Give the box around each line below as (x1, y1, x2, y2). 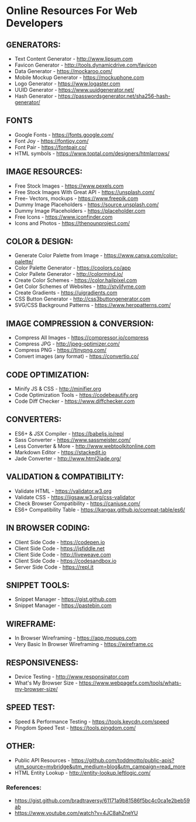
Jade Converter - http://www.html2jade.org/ (14, 455, 122, 462)
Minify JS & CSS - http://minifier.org (14, 385, 101, 392)
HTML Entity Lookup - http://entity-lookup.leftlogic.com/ (14, 769, 151, 776)
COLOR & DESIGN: (6, 237, 74, 247)
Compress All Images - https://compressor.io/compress (14, 334, 149, 341)
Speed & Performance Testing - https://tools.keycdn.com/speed (14, 718, 170, 725)
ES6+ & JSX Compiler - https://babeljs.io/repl (14, 430, 124, 437)
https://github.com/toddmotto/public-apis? (71, 757, 174, 764)
